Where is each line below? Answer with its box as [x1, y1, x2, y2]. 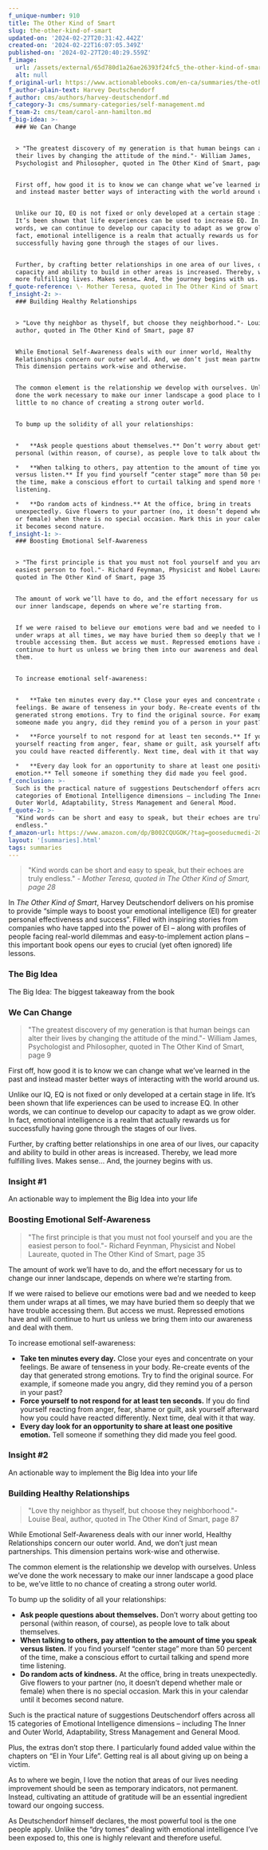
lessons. [8, 949, 36, 959]
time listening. [19, 1661, 66, 1670]
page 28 [27, 883, 56, 892]
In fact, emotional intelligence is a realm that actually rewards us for [8, 1115, 231, 1125]
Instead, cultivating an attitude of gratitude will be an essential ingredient [8, 1793, 247, 1802]
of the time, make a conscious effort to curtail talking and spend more [19, 1653, 250, 1662]
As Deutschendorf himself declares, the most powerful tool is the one [8, 1816, 237, 1826]
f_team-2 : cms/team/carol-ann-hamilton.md [8, 109, 152, 117]
